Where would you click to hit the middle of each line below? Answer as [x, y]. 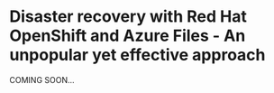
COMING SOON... [42, 79]
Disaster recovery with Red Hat [128, 17]
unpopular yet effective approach [137, 55]
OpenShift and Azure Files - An [128, 36]
